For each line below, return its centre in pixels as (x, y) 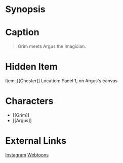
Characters (29, 101)
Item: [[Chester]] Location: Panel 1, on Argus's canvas (61, 81)
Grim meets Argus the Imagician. (52, 46)
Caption (22, 33)
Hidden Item (32, 67)
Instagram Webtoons (27, 154)
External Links (36, 141)
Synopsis (25, 9)
